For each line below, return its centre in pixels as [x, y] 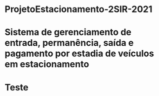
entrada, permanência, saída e [69, 43]
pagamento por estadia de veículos [79, 54]
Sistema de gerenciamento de [68, 32]
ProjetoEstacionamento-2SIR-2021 [78, 9]
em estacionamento [47, 64]
